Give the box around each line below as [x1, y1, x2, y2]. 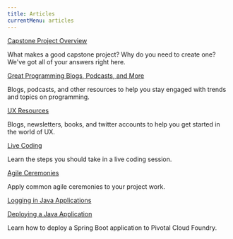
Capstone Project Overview [7, 36, 88, 45]
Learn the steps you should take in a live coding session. [7, 155, 172, 163]
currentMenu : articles [7, 17, 74, 24]
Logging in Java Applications [7, 196, 92, 204]
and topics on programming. [7, 93, 90, 101]
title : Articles [7, 10, 55, 18]
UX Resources [7, 106, 49, 115]
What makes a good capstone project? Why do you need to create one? [7, 50, 216, 59]
